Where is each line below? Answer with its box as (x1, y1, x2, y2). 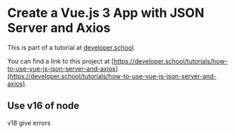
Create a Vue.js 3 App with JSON (7, 5, 205, 21)
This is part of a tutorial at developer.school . (7, 43, 135, 51)
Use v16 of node (7, 100, 80, 112)
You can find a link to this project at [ (7, 56, 114, 65)
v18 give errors (7, 118, 51, 127)
